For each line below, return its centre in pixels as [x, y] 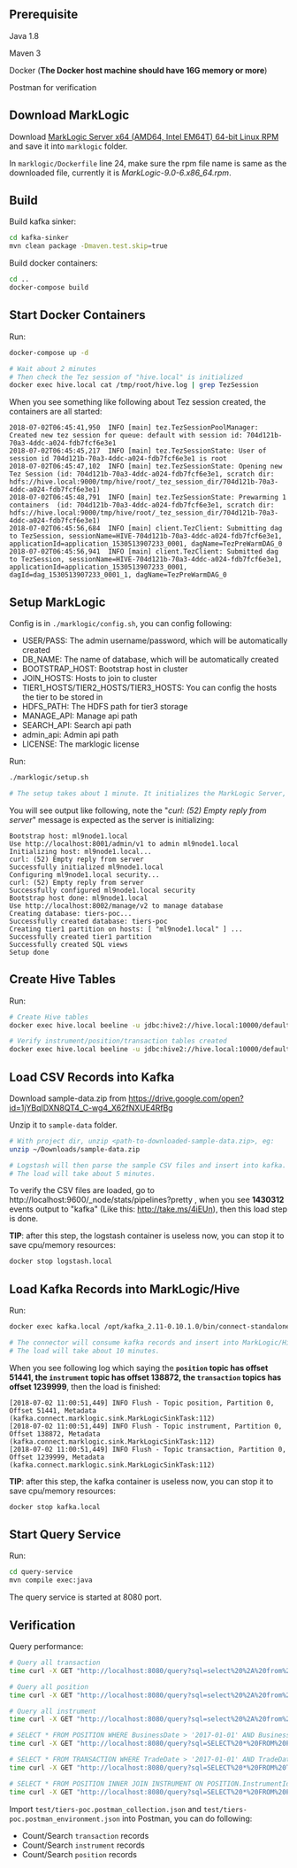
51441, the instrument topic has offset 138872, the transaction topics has [145, 1377]
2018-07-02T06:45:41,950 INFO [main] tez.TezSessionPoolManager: [134, 428]
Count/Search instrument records [84, 1845]
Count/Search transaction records [85, 1835]
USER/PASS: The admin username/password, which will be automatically [155, 640]
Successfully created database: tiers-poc [88, 921]
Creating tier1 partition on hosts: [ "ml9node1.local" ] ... [126, 929]
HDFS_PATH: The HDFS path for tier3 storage [105, 707]
